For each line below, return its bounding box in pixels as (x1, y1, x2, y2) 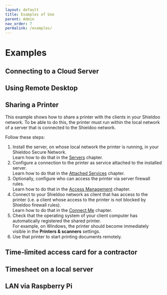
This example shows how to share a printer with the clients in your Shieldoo (5, 114, 161, 120)
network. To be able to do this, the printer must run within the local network (5, 119, 161, 125)
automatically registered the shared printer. (12, 217, 101, 224)
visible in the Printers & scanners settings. (12, 228, 101, 234)
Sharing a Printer (5, 100, 59, 109)
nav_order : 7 (5, 21, 32, 26)
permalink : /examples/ (5, 26, 52, 31)
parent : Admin (5, 16, 35, 21)
